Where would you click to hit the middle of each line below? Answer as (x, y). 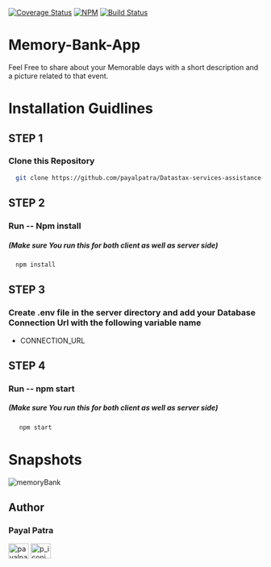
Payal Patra (31, 530)
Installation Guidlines (81, 108)
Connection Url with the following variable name (105, 323)
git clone (32, 177)
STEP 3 (27, 290)
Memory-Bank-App (75, 45)
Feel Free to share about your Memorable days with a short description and (133, 67)
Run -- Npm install (45, 226)
